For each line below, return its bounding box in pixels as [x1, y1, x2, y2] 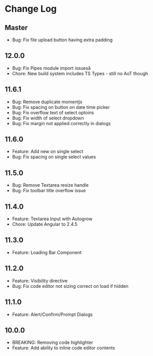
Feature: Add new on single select [12, 149, 84, 155]
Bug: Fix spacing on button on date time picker [12, 104, 110, 110]
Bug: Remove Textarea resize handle [12, 182, 89, 188]
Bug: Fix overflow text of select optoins [12, 109, 94, 115]
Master [5, 23, 28, 32]
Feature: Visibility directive [12, 278, 68, 284]
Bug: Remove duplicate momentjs [12, 99, 83, 105]
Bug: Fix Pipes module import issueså [12, 65, 91, 71]
